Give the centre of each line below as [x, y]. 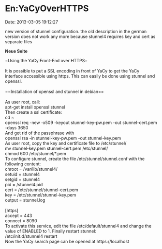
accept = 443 [19, 215]
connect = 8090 [21, 221]
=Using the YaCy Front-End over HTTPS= [46, 60]
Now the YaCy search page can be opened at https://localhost [67, 241]
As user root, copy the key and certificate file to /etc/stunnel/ [66, 143]
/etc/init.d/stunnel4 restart [31, 236]
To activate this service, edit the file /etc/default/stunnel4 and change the [78, 226]
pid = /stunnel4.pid [24, 184]
